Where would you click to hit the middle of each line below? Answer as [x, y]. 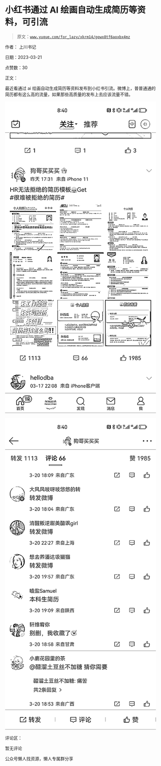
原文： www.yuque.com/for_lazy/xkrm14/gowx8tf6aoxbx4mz [73, 36]
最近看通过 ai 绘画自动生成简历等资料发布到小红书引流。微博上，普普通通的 [80, 88]
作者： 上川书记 [21, 47]
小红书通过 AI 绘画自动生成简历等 [71, 10]
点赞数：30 [16, 67]
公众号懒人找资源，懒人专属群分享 [39, 758]
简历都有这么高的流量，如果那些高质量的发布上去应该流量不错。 [69, 94]
